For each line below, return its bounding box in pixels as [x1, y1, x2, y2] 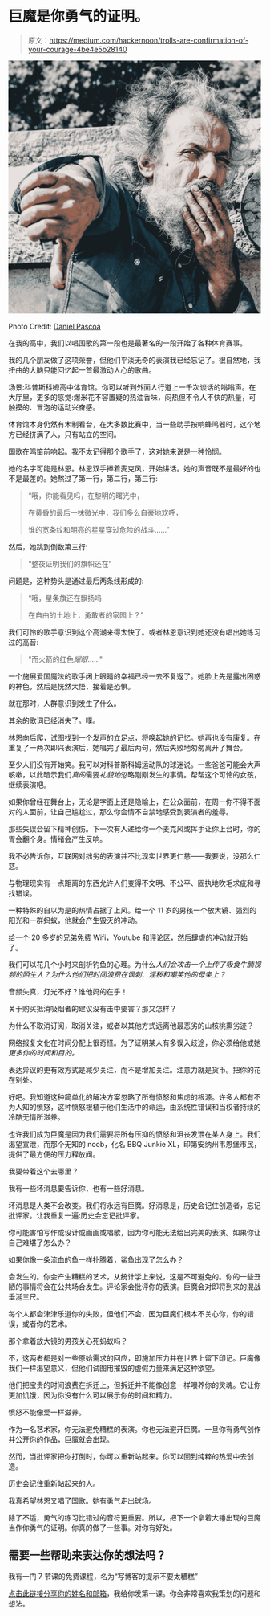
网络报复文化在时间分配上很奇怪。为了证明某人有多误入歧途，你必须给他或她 [8, 1038, 261, 1047]
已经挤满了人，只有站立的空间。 [14, 429, 121, 439]
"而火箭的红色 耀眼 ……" [27, 654, 103, 663]
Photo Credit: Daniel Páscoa [8, 321, 102, 331]
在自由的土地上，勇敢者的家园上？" [27, 610, 144, 619]
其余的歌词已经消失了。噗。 [8, 716, 100, 725]
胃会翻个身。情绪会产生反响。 [8, 834, 107, 843]
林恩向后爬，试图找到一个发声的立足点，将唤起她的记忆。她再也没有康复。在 [8, 733, 261, 742]
